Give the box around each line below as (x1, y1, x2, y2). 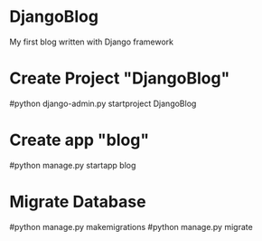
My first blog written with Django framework (9, 36, 174, 47)
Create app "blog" (9, 130, 150, 150)
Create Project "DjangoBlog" (9, 68, 230, 89)
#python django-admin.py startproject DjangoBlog (9, 98, 197, 109)
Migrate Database (9, 192, 146, 212)
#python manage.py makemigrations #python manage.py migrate (9, 221, 253, 232)
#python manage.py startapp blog (9, 159, 136, 170)
